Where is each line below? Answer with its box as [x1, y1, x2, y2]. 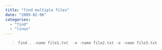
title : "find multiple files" [5, 7, 70, 13]
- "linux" [10, 27, 31, 32]
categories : [5, 17, 31, 22]
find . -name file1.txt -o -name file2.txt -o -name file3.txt [17, 40, 157, 46]
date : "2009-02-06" [5, 12, 47, 17]
